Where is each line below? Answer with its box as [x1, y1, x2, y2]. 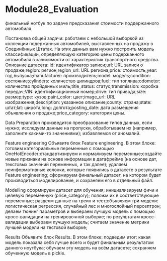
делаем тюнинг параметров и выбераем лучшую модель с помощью [5, 208, 155, 214]
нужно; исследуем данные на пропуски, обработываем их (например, [5, 124, 157, 131]
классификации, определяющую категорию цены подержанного [5, 51, 144, 57]
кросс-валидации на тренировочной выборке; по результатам [5, 213, 140, 219]
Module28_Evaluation [5, 4, 99, 15]
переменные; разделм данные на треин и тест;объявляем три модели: [5, 197, 158, 204]
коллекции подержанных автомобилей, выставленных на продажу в [5, 40, 153, 46]
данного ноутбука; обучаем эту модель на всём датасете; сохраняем [5, 244, 156, 250]
